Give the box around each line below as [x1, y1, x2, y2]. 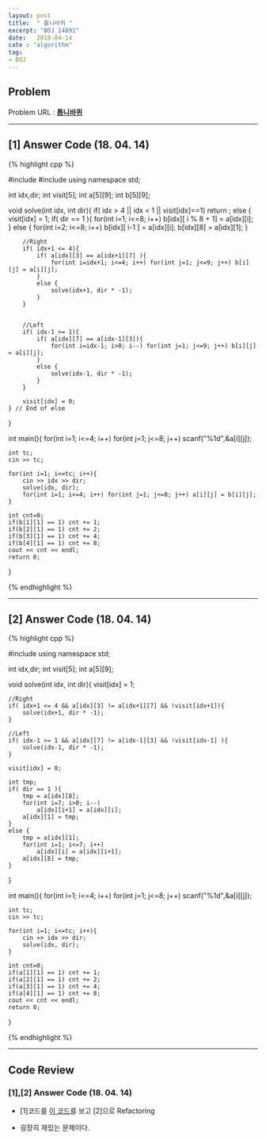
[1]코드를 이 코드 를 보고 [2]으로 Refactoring [19, 1106, 156, 1115]
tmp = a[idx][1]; [22, 834, 80, 842]
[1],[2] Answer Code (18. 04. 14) [8, 1087, 132, 1098]
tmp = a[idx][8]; [22, 793, 80, 800]
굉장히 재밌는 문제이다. [19, 1123, 90, 1132]
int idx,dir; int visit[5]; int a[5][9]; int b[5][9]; [8, 190, 150, 199]
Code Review [8, 1063, 75, 1077]
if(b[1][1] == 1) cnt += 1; [8, 518, 101, 526]
